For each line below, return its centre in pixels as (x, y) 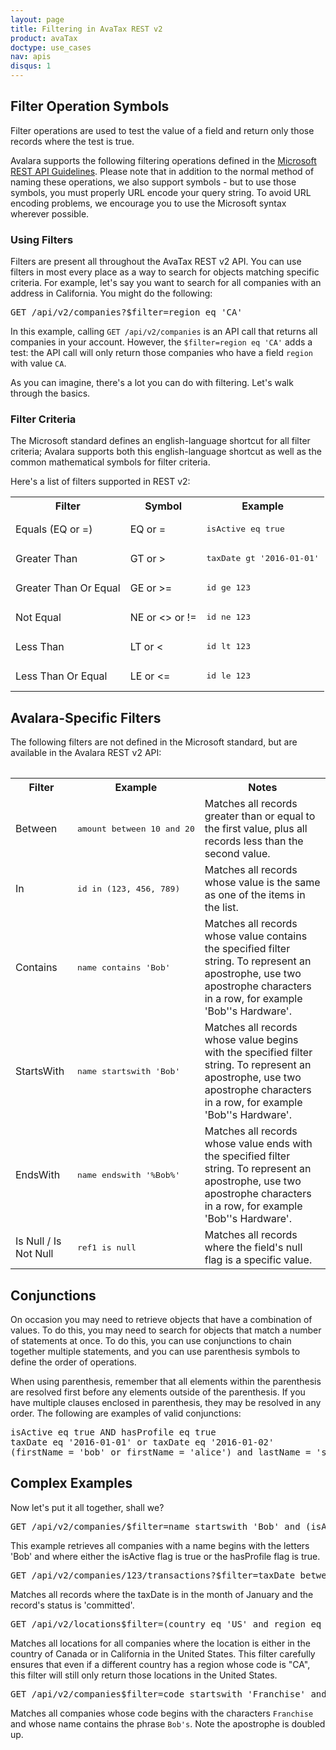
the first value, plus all (256, 829)
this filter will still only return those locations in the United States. (144, 1675)
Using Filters (42, 239)
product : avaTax (44, 38)
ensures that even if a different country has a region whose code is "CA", (160, 1664)
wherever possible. (50, 213)
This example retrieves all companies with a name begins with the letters (160, 1545)
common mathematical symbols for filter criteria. (110, 462)
